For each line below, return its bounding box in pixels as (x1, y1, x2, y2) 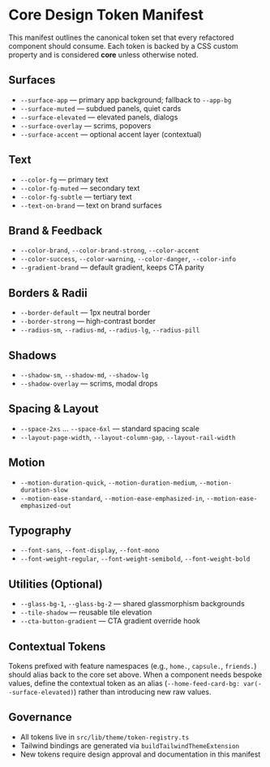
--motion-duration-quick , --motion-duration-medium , (19, 477, 198, 487)
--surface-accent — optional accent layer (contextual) (19, 129, 202, 139)
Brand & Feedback (8, 223, 103, 237)
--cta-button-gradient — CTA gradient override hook (19, 616, 200, 626)
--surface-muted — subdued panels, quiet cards (19, 103, 182, 113)
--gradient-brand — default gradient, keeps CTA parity (19, 262, 205, 273)
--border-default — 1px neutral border (19, 308, 151, 317)
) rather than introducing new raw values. (73, 687, 212, 697)
